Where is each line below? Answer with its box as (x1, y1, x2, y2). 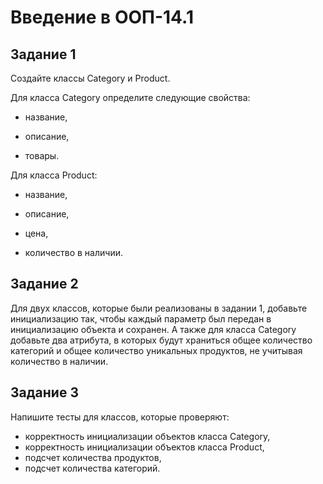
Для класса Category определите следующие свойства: (10, 92, 251, 103)
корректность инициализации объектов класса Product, (24, 441, 265, 453)
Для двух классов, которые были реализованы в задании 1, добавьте (10, 302, 308, 314)
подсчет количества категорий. (24, 462, 161, 474)
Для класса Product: (10, 169, 98, 181)
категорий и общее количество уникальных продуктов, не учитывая (10, 344, 303, 356)
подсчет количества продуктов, (24, 451, 162, 463)
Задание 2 (10, 276, 79, 293)
